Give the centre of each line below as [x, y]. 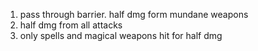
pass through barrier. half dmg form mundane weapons [134, 14]
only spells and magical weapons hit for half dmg [121, 35]
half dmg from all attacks [71, 25]
